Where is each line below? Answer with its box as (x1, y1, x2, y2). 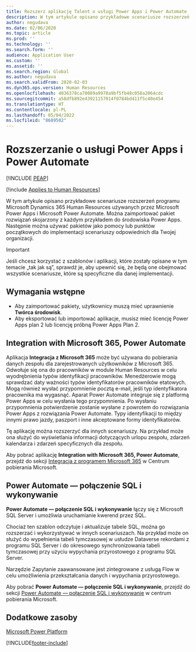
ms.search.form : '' (6, 47, 54, 53)
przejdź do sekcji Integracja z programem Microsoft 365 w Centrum (6, 457, 170, 464)
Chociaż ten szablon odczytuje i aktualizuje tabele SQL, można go (6, 523, 166, 530)
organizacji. (6, 235, 34, 242)
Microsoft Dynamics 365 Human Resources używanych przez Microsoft (6, 203, 180, 211)
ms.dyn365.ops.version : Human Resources (6, 85, 106, 91)
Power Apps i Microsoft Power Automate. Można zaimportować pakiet (6, 210, 176, 217)
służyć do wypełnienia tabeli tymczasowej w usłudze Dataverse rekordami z (6, 535, 189, 542)
